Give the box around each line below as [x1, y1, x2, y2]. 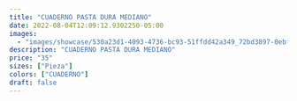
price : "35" [9, 54, 53, 62]
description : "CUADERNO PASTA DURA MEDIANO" [9, 46, 176, 54]
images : [9, 29, 38, 38]
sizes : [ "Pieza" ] [9, 62, 73, 71]
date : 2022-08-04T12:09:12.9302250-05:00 [9, 21, 164, 30]
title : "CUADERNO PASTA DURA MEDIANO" [9, 12, 152, 22]
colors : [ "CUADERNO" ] [9, 70, 89, 79]
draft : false [9, 78, 57, 87]
